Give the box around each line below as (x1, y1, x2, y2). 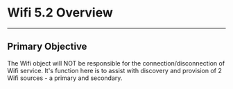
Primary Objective (7, 41, 87, 52)
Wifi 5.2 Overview (7, 5, 113, 21)
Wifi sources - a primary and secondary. (7, 74, 123, 82)
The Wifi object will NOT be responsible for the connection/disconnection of (7, 59, 225, 67)
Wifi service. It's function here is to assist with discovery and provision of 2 (7, 66, 222, 75)
